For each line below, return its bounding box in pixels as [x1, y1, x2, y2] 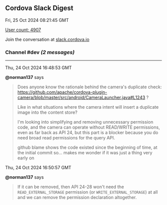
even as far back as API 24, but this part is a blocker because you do [17, 130, 159, 136]
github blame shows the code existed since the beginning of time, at [17, 144, 158, 150]
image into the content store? [17, 109, 78, 116]
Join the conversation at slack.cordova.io [5, 36, 89, 42]
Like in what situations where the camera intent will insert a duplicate [17, 104, 159, 110]
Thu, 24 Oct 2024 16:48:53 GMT [5, 65, 72, 71]
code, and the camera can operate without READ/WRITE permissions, [17, 124, 160, 131]
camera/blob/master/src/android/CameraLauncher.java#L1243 [17, 94, 146, 101]
